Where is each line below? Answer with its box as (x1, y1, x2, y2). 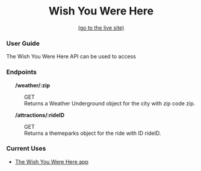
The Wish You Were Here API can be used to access (6, 53, 137, 60)
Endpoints (6, 68, 37, 76)
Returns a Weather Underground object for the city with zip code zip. (23, 99, 196, 107)
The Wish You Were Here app (14, 158, 89, 165)
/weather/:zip (14, 81, 50, 89)
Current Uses (6, 145, 46, 153)
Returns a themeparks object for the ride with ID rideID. (23, 129, 161, 137)
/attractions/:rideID (14, 111, 65, 119)
